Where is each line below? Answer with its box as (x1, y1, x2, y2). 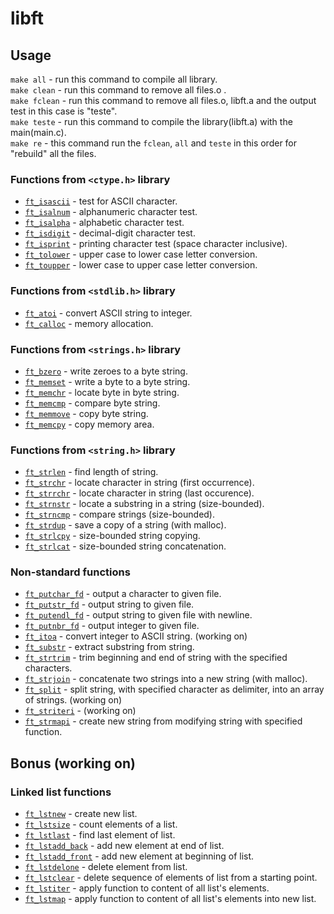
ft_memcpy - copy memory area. (24, 418, 155, 430)
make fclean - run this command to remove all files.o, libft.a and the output (10, 95, 317, 106)
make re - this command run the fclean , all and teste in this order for (10, 137, 298, 149)
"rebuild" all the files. (10, 148, 97, 159)
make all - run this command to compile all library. (10, 73, 218, 85)
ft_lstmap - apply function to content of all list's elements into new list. (24, 893, 317, 905)
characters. (24, 662, 73, 674)
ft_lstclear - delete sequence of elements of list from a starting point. (24, 872, 318, 884)
